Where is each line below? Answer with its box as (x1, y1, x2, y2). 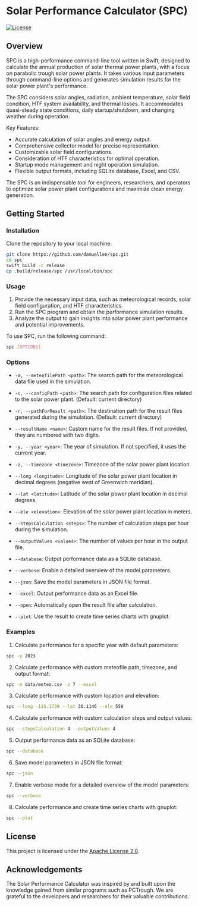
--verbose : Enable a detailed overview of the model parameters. (14, 567, 171, 574)
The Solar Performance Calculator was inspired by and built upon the (6, 880, 175, 888)
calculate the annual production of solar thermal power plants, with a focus (6, 63, 190, 70)
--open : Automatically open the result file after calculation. (14, 601, 158, 609)
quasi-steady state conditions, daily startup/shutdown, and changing (6, 106, 175, 114)
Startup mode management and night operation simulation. (14, 161, 159, 168)
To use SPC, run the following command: (6, 333, 106, 340)
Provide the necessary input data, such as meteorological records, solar (14, 296, 191, 303)
